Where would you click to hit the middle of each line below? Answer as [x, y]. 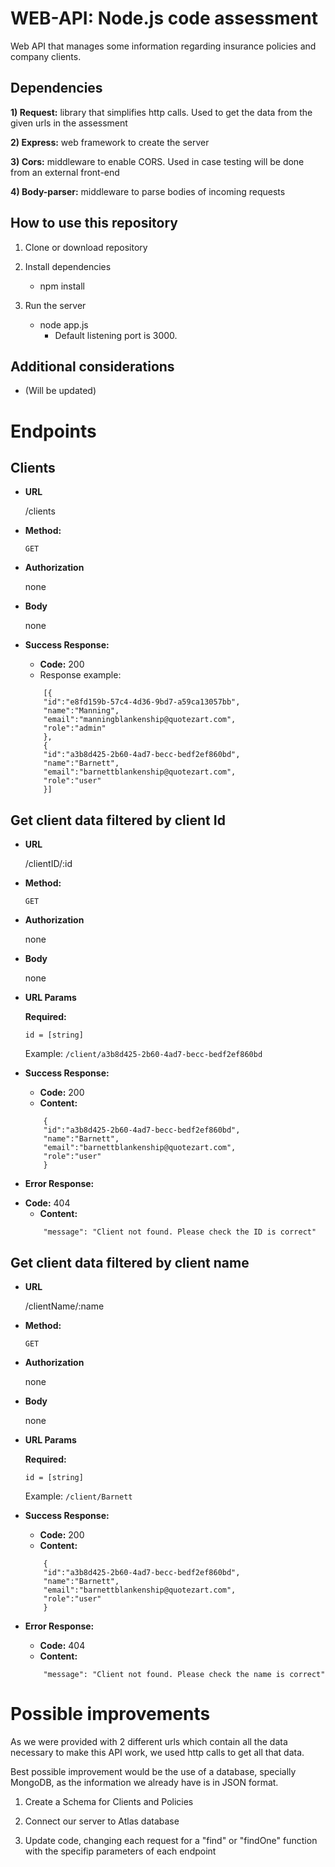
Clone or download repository [86, 247]
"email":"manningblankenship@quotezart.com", [140, 720]
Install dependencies [68, 266]
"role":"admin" [75, 728]
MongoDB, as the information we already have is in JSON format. [144, 1782]
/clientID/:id [48, 864]
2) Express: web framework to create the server [110, 142]
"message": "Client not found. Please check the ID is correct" [180, 1232]
